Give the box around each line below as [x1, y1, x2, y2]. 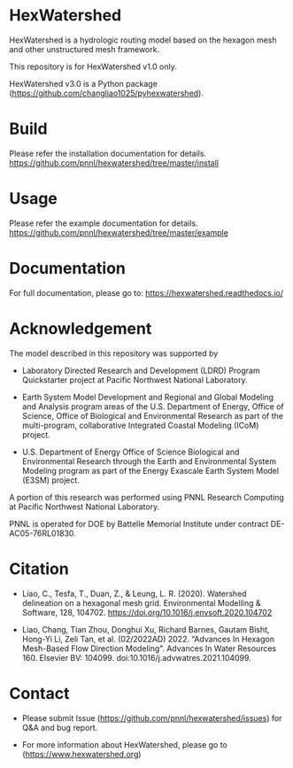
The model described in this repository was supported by [9, 347, 219, 359]
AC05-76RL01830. [9, 528, 77, 539]
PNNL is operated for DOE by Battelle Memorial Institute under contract [9, 518, 269, 529]
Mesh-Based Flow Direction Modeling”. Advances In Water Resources [21, 643, 277, 654]
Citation [9, 559, 69, 578]
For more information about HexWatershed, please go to [21, 739, 228, 749]
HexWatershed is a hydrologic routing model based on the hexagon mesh [9, 35, 277, 45]
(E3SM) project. [21, 475, 80, 485]
